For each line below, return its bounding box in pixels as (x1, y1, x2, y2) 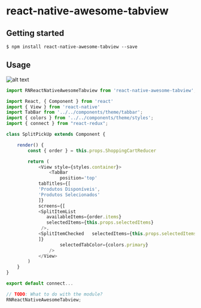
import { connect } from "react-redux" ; (6, 121, 109, 127)
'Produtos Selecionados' (38, 191, 100, 198)
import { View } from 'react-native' (6, 103, 100, 110)
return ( (28, 158, 50, 164)
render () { (17, 142, 44, 148)
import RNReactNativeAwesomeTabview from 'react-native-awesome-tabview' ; (6, 87, 197, 93)
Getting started (6, 28, 65, 38)
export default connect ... (6, 280, 74, 286)
